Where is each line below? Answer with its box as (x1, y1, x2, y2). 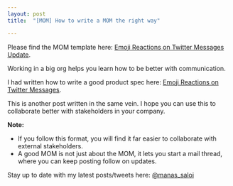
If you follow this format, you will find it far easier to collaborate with (17, 134, 217, 143)
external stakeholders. (17, 141, 84, 150)
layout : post (7, 10, 46, 18)
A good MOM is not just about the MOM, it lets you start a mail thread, (17, 149, 222, 158)
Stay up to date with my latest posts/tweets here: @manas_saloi (7, 170, 194, 179)
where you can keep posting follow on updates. (17, 157, 157, 165)
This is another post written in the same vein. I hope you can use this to (7, 99, 217, 107)
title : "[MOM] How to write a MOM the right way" (7, 17, 161, 24)
